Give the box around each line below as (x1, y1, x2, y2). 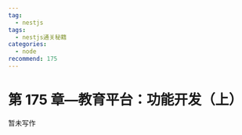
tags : (8, 26, 26, 34)
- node (15, 48, 37, 55)
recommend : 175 (8, 55, 58, 63)
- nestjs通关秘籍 (15, 33, 67, 41)
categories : (8, 41, 47, 48)
